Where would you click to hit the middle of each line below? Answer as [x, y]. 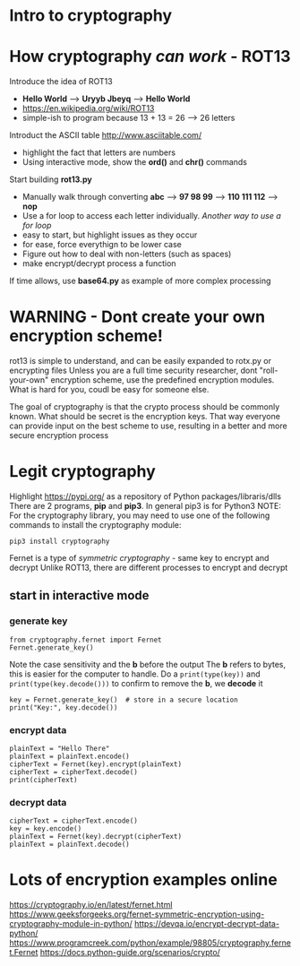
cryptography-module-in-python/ [71, 924]
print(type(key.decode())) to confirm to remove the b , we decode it [136, 683]
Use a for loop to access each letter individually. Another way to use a [152, 216]
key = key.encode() [46, 829]
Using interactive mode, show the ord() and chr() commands [135, 162]
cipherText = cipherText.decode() [74, 772]
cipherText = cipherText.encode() [74, 821]
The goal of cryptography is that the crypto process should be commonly [145, 407]
